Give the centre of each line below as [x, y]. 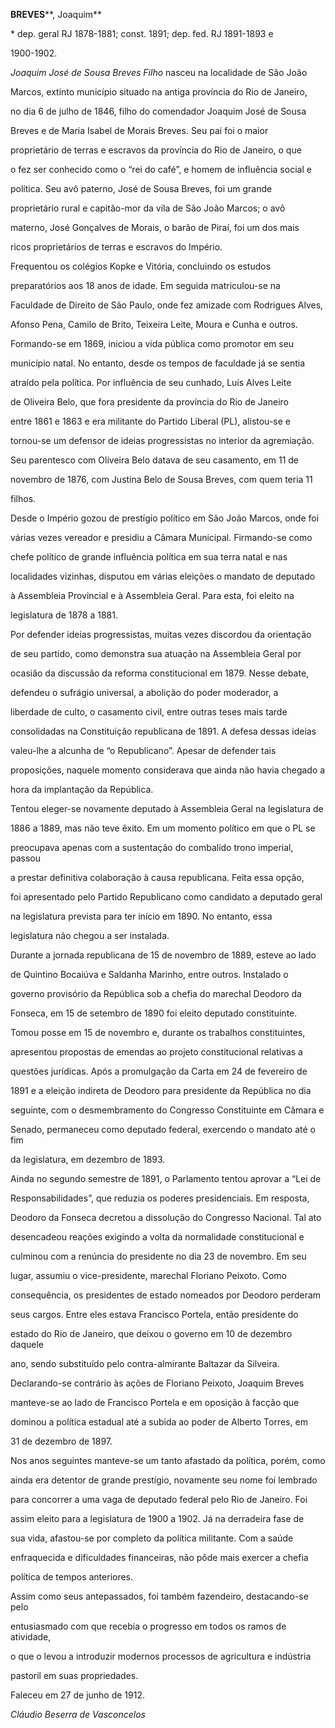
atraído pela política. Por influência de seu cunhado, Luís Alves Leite [151, 382]
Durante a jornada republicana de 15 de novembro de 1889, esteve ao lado [163, 955]
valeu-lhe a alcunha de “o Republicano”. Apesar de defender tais [143, 750]
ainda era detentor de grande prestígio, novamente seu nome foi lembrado [164, 1480]
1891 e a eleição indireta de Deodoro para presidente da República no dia [161, 1090]
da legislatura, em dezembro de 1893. [88, 1159]
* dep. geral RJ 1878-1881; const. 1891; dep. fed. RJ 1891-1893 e [142, 33]
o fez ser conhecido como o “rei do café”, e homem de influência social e [161, 169]
